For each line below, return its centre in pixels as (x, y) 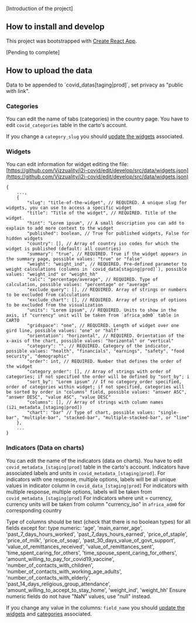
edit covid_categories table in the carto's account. (67, 125)
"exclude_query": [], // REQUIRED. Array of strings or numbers (107, 290)
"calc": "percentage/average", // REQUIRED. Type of (93, 280)
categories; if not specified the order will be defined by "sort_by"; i (98, 377)
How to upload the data (49, 70)
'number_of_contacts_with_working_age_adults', (64, 571)
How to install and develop (55, 27)
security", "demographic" (37, 356)
